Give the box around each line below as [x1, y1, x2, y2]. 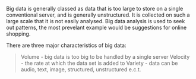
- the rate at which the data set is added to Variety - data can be [20, 59, 178, 67]
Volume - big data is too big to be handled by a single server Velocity [20, 53, 190, 60]
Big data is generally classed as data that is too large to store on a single [6, 5, 184, 12]
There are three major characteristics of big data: [6, 42, 127, 49]
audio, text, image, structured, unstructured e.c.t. [20, 66, 141, 73]
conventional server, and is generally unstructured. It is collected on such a [6, 11, 190, 18]
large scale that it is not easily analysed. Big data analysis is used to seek [6, 18, 185, 24]
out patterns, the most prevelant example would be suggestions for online [6, 24, 187, 31]
